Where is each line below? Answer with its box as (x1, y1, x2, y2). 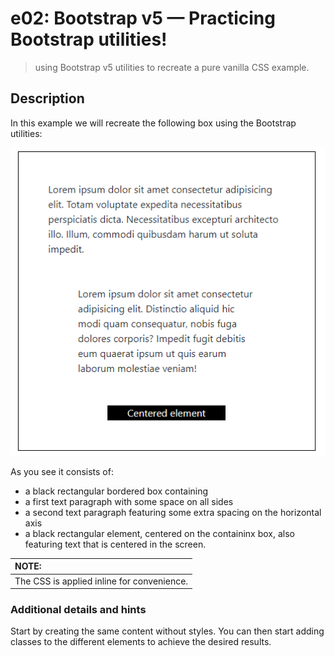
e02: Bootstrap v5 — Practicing (10, 7, 276, 30)
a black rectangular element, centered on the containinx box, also (24, 527, 295, 539)
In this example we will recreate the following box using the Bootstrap (10, 117, 297, 129)
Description (10, 90, 85, 107)
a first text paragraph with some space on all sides (24, 495, 234, 507)
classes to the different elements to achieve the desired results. (10, 636, 272, 648)
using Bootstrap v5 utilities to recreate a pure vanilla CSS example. (34, 61, 310, 73)
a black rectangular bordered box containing (24, 485, 209, 497)
